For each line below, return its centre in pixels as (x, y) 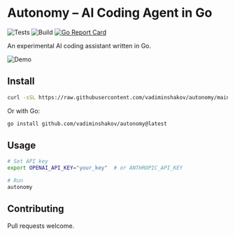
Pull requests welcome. (41, 226)
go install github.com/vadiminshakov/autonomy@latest (87, 124)
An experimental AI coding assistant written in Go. (79, 45)
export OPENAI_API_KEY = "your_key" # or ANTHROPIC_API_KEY (95, 168)
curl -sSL (22, 97)
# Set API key (28, 161)
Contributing (36, 209)
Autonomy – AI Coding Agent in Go (110, 13)
